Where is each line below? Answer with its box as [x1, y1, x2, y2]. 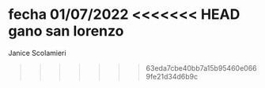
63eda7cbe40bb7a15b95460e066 [146, 63, 257, 72]
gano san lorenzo [8, 22, 124, 40]
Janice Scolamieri [8, 48, 66, 57]
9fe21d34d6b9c [146, 71, 199, 81]
